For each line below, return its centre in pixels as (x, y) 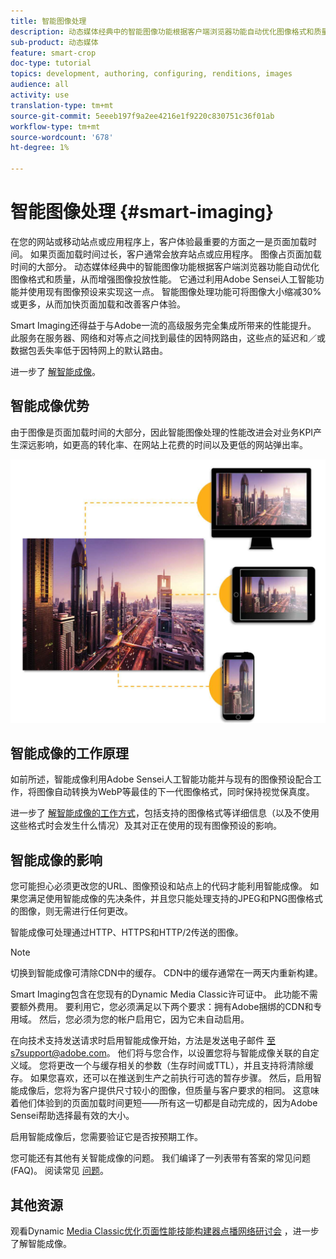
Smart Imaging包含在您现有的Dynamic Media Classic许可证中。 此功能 (155, 994)
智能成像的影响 (56, 860)
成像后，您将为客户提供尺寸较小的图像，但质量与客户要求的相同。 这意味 (169, 1091)
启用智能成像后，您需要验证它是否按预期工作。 (106, 1137)
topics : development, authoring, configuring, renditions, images (151, 74)
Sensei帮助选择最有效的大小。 (72, 1116)
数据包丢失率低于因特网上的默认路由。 (89, 350)
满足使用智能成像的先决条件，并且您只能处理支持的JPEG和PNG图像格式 (175, 899)
